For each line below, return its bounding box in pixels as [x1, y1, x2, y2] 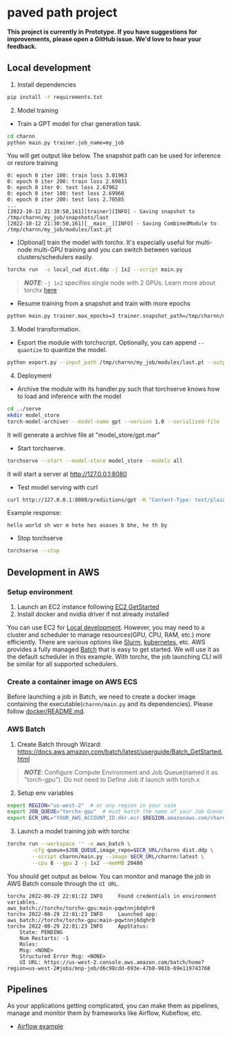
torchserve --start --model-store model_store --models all [7, 457, 184, 464]
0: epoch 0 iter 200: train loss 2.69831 [7, 178, 128, 185]
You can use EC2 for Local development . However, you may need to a [7, 623, 205, 631]
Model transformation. [16, 325, 80, 334]
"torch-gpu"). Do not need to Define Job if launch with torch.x [23, 775, 200, 783]
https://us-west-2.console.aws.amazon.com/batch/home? [43, 959, 205, 965]
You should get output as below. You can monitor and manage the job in [7, 872, 211, 880]
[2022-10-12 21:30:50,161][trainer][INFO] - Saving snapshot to [7, 208, 195, 215]
